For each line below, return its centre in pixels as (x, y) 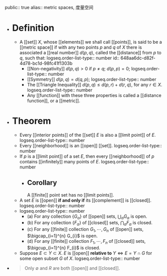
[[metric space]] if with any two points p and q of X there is (80, 47)
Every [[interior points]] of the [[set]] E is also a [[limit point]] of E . (88, 135)
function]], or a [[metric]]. (54, 101)
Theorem (31, 121)
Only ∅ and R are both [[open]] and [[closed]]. (72, 268)
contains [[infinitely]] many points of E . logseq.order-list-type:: (84, 161)
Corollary (42, 183)
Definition (33, 28)
